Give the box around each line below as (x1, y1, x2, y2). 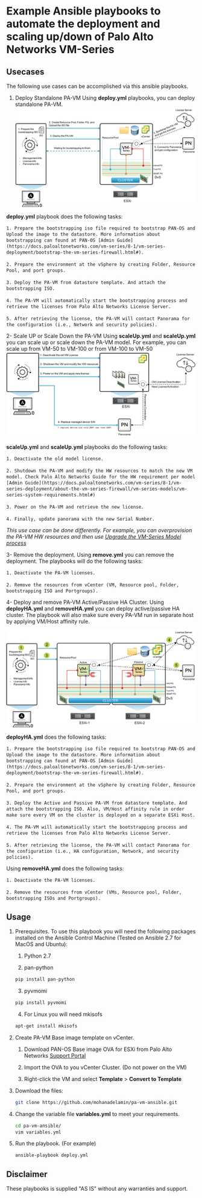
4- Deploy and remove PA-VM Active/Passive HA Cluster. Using (6, 598, 164, 606)
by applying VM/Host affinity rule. (6, 618, 90, 625)
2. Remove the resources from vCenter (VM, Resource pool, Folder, (6, 582, 180, 588)
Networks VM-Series (6, 43, 115, 57)
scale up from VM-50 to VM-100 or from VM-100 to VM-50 (6, 345, 153, 352)
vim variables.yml (14, 1129, 62, 1135)
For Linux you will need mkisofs (24, 1011, 103, 1018)
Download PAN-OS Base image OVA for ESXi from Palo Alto (24, 1046, 172, 1053)
